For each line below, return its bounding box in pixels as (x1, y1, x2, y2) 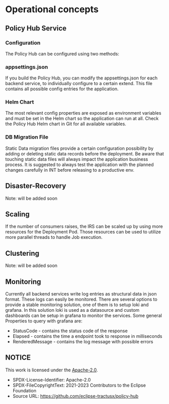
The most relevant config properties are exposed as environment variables (5, 110, 161, 116)
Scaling (5, 210, 30, 219)
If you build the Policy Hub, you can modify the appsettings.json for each (5, 75, 158, 81)
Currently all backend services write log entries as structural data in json (5, 291, 157, 297)
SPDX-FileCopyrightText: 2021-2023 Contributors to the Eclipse (12, 382, 146, 388)
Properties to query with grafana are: (5, 318, 83, 324)
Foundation (12, 387, 37, 393)
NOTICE (5, 353, 31, 362)
